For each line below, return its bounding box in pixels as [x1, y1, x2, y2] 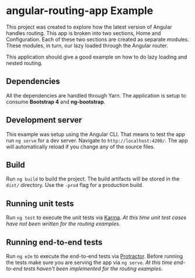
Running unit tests [6, 199, 74, 208]
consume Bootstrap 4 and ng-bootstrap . [6, 98, 106, 105]
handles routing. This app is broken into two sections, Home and [6, 29, 161, 36]
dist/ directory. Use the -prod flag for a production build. [6, 182, 144, 189]
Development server [6, 115, 82, 125]
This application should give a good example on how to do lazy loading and [6, 53, 187, 60]
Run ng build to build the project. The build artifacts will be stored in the [6, 175, 180, 182]
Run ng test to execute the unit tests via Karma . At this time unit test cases [6, 214, 187, 221]
